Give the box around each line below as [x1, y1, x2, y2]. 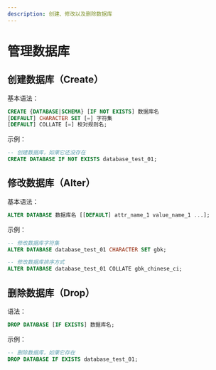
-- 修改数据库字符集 [7, 239, 60, 246]
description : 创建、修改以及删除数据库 [7, 10, 112, 18]
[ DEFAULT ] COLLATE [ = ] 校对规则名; [7, 121, 108, 129]
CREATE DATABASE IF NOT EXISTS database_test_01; [7, 156, 158, 163]
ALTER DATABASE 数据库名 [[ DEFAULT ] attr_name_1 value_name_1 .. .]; [7, 211, 210, 219]
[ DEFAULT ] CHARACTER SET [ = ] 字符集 [7, 114, 113, 121]
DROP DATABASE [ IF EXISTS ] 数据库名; [7, 321, 115, 328]
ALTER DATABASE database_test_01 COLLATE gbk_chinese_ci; [7, 266, 183, 273]
